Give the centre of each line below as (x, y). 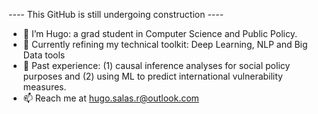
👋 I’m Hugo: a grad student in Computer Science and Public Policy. (160, 33)
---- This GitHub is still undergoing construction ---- (116, 14)
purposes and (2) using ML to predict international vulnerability (152, 76)
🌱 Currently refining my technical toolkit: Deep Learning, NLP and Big (165, 44)
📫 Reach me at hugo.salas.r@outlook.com (111, 98)
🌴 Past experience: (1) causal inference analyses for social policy (156, 65)
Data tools (44, 55)
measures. (44, 87)
